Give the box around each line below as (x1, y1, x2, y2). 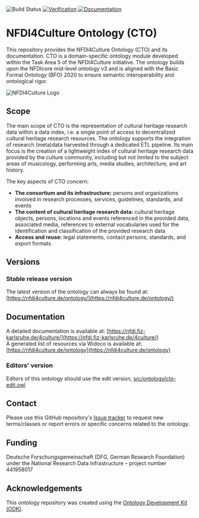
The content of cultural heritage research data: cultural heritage (14, 208, 175, 215)
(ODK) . (6, 505, 23, 512)
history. (6, 166, 25, 173)
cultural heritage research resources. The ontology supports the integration (6, 134, 191, 142)
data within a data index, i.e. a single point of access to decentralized (6, 128, 176, 135)
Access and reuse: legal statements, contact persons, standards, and (14, 233, 186, 241)
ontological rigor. (6, 77, 48, 84)
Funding (6, 437, 37, 448)
